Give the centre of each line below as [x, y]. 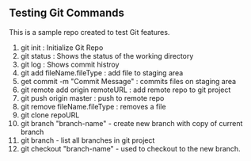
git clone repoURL [50, 115]
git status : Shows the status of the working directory [107, 56]
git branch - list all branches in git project [87, 140]
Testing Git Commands [67, 13]
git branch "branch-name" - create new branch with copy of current [131, 123]
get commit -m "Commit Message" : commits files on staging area [128, 81]
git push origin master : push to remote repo [92, 98]
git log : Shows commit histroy [70, 64]
